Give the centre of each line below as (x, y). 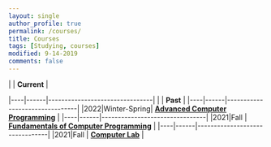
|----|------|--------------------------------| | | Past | (97, 100)
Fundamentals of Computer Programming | (82, 126)
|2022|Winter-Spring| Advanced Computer (154, 108)
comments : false (36, 62)
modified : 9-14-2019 (43, 54)
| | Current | (28, 84)
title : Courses (34, 39)
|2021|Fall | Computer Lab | (98, 134)
